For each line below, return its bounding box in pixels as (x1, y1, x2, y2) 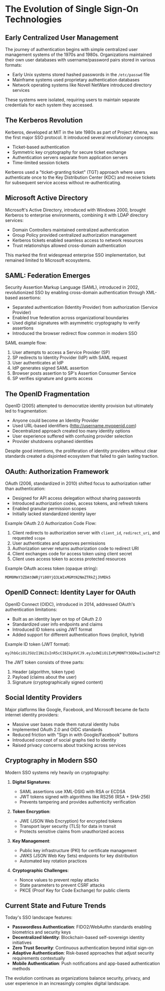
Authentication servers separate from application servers (12, 154, 128, 160)
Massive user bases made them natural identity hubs (12, 721, 119, 727)
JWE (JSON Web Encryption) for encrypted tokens (19, 818, 122, 824)
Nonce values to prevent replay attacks (19, 877, 99, 882)
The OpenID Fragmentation (5, 389, 90, 398)
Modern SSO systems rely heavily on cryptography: (5, 770, 110, 775)
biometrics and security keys (12, 929, 71, 935)
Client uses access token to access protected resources (12, 556, 126, 562)
